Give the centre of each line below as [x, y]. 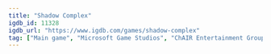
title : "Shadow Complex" [50, 15]
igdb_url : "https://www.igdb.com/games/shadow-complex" [104, 30]
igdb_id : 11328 [34, 23]
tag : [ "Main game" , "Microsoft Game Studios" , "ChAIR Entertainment [126, 38]
